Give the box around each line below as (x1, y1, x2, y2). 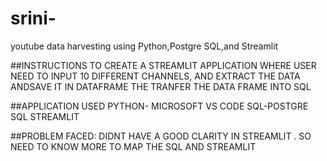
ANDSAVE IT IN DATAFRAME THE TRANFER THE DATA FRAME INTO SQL (10, 80, 312, 92)
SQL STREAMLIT (10, 110, 80, 122)
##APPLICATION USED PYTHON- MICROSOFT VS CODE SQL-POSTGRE (10, 100, 309, 112)
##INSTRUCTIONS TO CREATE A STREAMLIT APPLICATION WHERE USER (10, 59, 317, 71)
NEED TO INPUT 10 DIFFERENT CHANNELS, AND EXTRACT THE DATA (10, 70, 301, 82)
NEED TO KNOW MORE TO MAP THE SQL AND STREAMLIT (10, 140, 257, 152)
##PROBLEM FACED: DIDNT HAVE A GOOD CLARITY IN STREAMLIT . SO (10, 130, 312, 142)
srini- (10, 7, 57, 30)
